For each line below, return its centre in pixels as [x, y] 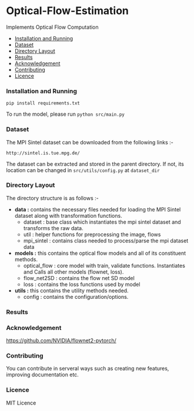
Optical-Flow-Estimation [68, 11]
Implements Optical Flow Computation [52, 27]
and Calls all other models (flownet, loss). [73, 272]
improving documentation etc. [43, 375]
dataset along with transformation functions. [68, 215]
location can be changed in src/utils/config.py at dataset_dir [83, 170]
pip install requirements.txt [43, 103]
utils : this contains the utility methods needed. [71, 290]
